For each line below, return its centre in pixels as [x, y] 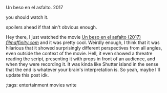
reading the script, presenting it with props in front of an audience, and [80, 59]
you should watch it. [27, 17]
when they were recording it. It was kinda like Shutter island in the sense [82, 64]
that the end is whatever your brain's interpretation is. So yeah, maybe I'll [83, 69]
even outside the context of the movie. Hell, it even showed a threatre [79, 53]
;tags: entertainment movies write [41, 85]
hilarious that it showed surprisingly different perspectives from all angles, [84, 48]
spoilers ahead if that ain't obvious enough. [51, 27]
